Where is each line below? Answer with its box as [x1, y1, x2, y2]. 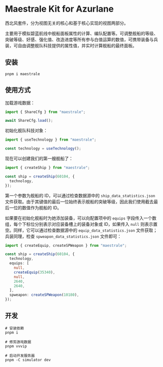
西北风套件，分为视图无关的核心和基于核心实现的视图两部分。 [5, 20, 129, 26]
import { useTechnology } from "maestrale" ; [5, 137, 97, 142]
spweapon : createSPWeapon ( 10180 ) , [9, 293, 79, 297]
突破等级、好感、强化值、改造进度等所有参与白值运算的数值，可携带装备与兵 [5, 37, 158, 42]
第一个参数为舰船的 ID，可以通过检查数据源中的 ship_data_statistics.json [5, 192, 155, 198]
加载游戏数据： [5, 100, 35, 106]
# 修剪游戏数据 [5, 339, 32, 344]
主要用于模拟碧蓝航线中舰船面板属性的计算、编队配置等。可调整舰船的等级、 [5, 30, 158, 36]
